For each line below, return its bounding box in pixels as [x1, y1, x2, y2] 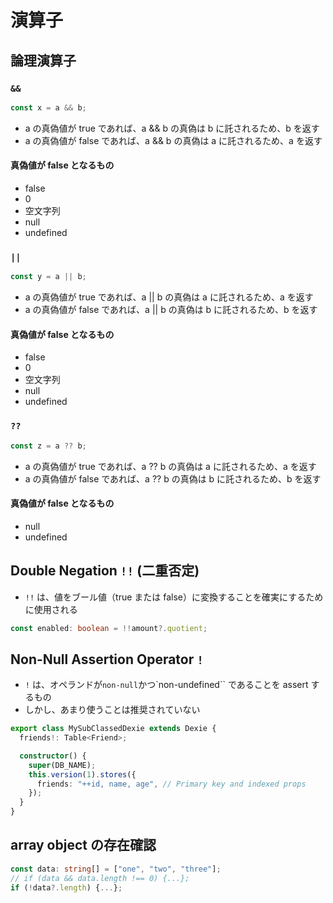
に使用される [24, 603, 78, 615]
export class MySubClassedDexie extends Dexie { [10, 724, 217, 734]
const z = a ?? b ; [10, 441, 87, 451]
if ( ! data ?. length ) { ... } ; [10, 882, 123, 893]
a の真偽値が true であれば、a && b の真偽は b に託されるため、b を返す [24, 122, 320, 134]
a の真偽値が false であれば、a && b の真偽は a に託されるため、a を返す [24, 134, 323, 146]
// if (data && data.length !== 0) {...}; [10, 873, 190, 883]
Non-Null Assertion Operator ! [10, 651, 204, 668]
